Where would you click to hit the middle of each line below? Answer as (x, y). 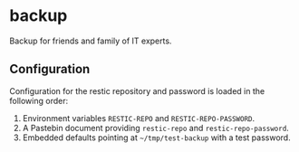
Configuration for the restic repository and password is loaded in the (137, 90)
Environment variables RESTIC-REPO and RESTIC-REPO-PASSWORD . (139, 118)
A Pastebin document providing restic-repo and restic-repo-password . (156, 128)
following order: (39, 100)
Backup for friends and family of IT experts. (91, 41)
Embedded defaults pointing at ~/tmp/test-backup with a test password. (157, 138)
